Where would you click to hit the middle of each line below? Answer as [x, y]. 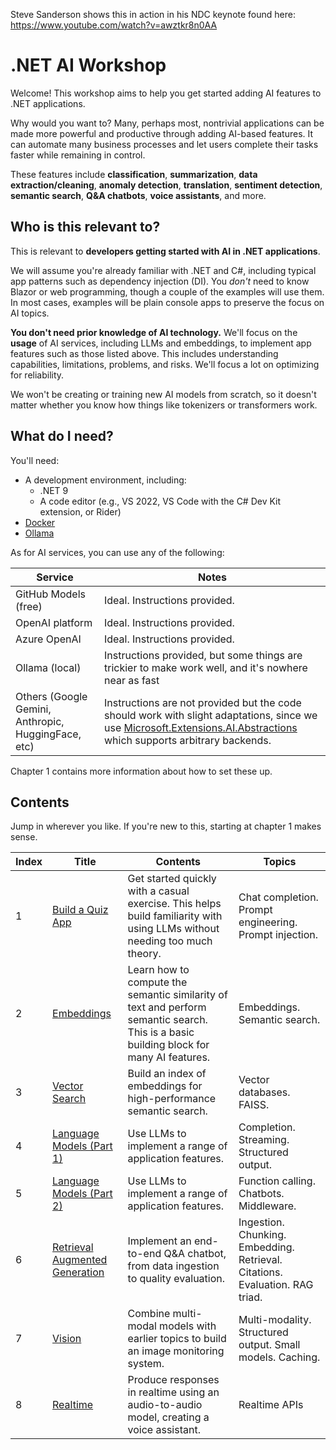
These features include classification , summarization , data [134, 174]
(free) [29, 606]
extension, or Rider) [80, 511]
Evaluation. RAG [276, 1285]
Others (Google [51, 696]
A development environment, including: [105, 480]
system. [146, 1364]
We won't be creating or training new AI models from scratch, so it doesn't [163, 394]
